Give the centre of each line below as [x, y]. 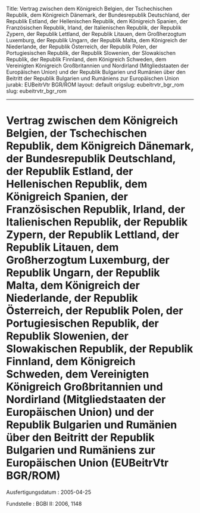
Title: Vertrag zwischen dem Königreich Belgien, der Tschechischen [89, 9]
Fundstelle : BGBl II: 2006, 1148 [44, 503]
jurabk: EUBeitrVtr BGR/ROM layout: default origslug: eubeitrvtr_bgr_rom [95, 85]
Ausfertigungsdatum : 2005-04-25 [49, 492]
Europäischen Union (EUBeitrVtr [87, 463]
